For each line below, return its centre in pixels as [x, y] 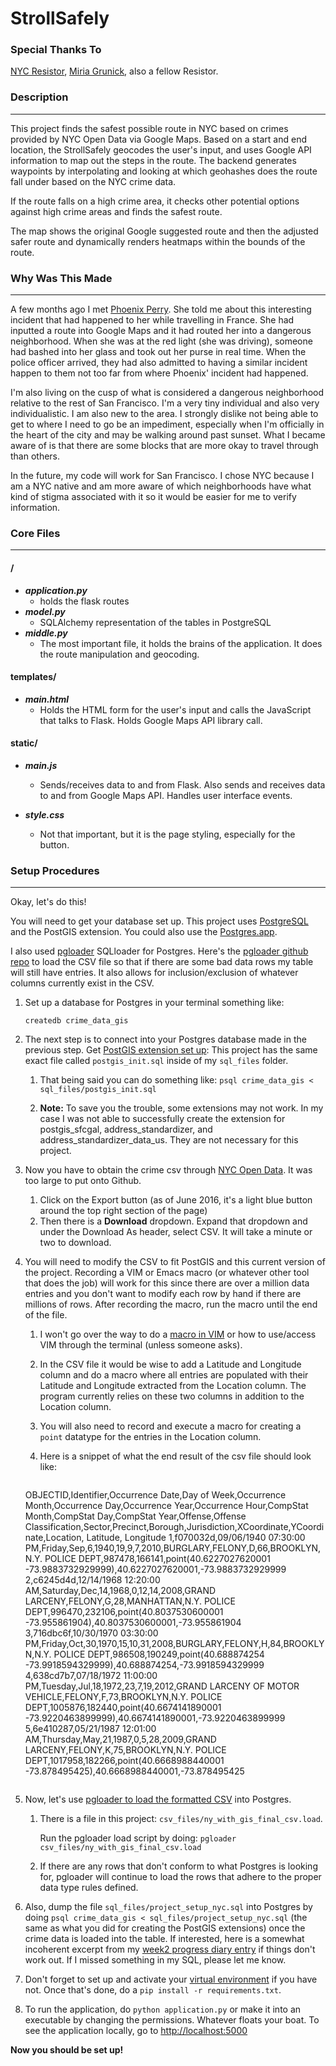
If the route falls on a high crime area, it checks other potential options [155, 201]
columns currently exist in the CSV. [82, 983]
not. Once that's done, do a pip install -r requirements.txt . [153, 1990]
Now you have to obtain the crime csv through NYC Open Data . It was [168, 1170]
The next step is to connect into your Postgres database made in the [165, 1039]
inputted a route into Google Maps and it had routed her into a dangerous [161, 331]
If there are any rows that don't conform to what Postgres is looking [178, 1866]
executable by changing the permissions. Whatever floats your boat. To [172, 2020]
